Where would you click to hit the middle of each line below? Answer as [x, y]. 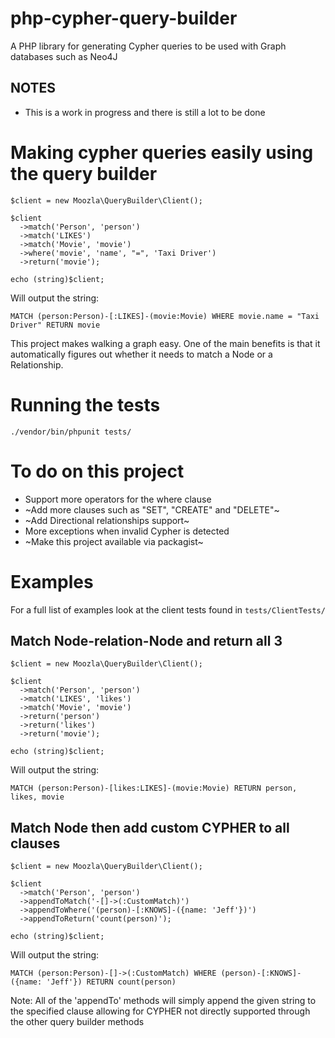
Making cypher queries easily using [162, 152]
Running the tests [85, 404]
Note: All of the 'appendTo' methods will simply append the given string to [163, 1001]
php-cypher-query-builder [124, 18]
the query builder [84, 173]
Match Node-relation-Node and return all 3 [146, 640]
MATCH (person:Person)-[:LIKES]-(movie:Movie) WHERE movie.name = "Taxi [165, 316]
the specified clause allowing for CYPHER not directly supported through [160, 1011]
